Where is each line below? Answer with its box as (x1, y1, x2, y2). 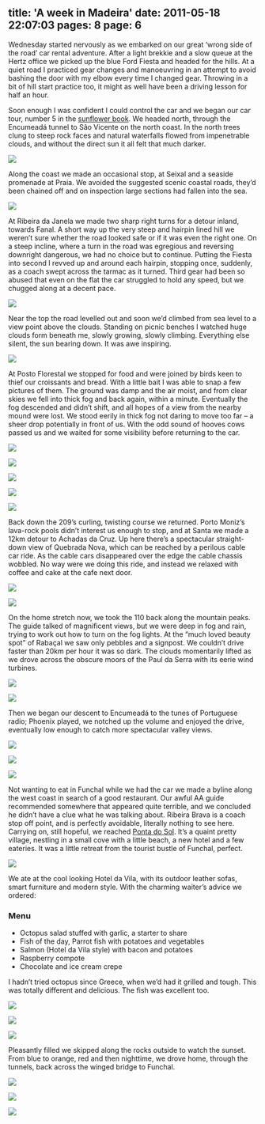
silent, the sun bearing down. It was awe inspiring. (8, 339, 172, 348)
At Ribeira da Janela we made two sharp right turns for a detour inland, (8, 216, 240, 225)
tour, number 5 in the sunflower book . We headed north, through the (8, 114, 231, 123)
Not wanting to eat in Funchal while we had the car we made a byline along (8, 785, 253, 794)
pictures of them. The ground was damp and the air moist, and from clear (8, 385, 248, 395)
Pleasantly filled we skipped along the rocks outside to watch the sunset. (8, 1046, 246, 1055)
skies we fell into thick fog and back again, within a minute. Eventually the (8, 394, 248, 403)
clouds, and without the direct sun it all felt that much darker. (8, 138, 206, 149)
